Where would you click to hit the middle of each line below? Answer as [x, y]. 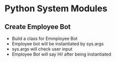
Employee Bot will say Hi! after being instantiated [61, 54]
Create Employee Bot [38, 27]
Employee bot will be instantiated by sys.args [58, 44]
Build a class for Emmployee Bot [44, 38]
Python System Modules [56, 9]
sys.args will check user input [42, 49]
